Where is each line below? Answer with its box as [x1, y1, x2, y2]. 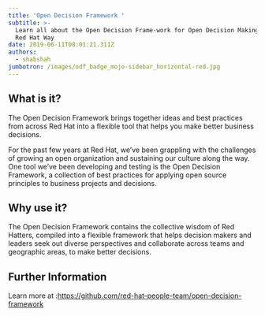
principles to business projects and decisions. [8, 178, 157, 188]
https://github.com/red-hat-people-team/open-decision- [57, 291, 242, 300]
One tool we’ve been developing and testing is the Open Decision [8, 162, 221, 171]
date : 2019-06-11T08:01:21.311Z [8, 41, 114, 49]
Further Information [8, 270, 107, 284]
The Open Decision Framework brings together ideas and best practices [8, 113, 243, 122]
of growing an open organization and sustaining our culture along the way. [8, 153, 250, 162]
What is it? [8, 92, 62, 106]
